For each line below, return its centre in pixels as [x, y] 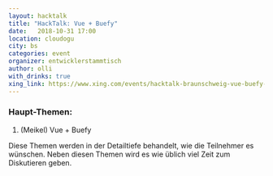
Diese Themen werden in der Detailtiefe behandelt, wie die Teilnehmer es [131, 145]
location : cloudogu [41, 39]
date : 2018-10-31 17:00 [52, 31]
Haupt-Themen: [41, 112]
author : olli [30, 69]
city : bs [23, 46]
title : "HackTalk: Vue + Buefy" [63, 24]
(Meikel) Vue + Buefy [56, 130]
